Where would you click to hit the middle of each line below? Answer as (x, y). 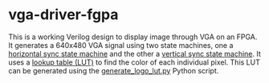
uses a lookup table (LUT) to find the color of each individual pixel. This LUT (134, 62)
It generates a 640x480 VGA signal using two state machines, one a (121, 45)
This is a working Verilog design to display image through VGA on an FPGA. (133, 37)
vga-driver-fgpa (63, 15)
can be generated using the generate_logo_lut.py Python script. (114, 70)
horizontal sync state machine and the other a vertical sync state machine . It (134, 53)
